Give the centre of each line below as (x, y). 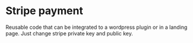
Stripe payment (44, 11)
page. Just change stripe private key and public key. (69, 33)
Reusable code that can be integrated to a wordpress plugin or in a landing (96, 27)
